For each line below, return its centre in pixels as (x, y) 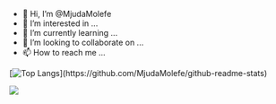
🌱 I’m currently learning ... (70, 33)
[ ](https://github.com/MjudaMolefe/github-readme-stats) (138, 73)
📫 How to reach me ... (64, 52)
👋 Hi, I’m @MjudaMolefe (67, 14)
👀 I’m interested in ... (60, 23)
